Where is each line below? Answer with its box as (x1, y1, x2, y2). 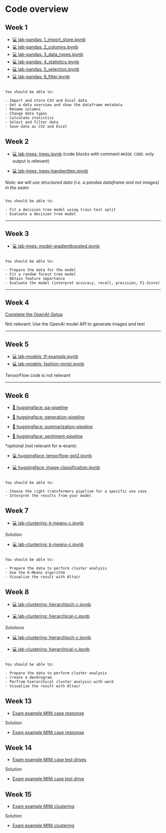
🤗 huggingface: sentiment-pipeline (12, 433, 83, 439)
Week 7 (5, 507, 29, 515)
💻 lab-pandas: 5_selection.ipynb (12, 66, 80, 72)
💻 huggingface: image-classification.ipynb (12, 464, 100, 470)
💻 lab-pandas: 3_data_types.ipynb (12, 51, 83, 57)
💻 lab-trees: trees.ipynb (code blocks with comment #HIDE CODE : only (12, 151, 154, 157)
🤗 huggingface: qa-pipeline (12, 405, 68, 411)
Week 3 (5, 230, 29, 238)
